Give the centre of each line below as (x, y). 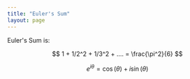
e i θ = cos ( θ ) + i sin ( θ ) (117, 68)
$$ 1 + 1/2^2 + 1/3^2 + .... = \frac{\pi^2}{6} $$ (117, 54)
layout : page (26, 20)
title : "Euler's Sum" (39, 14)
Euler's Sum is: (29, 40)
